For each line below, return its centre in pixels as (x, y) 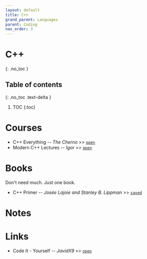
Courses (24, 128)
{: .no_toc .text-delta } (28, 97)
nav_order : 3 (19, 29)
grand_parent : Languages (32, 19)
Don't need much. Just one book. (40, 182)
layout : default (22, 10)
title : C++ (17, 15)
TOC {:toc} (24, 107)
